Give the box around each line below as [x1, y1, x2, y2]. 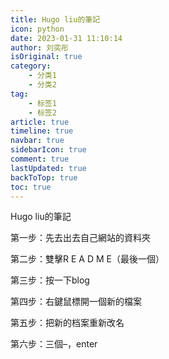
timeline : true [10, 126, 74, 136]
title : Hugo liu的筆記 [10, 14, 101, 25]
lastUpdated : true [10, 163, 87, 173]
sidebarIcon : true [10, 145, 87, 155]
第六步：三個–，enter [10, 338, 98, 350]
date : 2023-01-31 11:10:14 [10, 33, 123, 43]
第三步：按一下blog [10, 274, 90, 286]
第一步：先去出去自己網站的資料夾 [10, 232, 151, 244]
